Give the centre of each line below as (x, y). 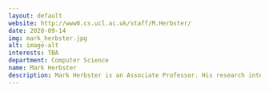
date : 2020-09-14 (37, 30)
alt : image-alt (34, 46)
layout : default (35, 16)
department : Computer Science (59, 61)
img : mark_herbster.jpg (48, 38)
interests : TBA (34, 53)
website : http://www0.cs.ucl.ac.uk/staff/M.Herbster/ (100, 23)
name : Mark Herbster (43, 68)
